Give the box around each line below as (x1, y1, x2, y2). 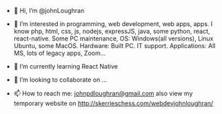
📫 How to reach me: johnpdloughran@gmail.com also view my (13, 89, 193, 98)
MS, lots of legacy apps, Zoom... (13, 49, 106, 57)
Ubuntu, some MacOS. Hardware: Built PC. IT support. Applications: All (13, 42, 216, 49)
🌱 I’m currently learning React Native (13, 62, 119, 70)
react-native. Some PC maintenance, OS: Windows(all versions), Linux (13, 34, 214, 43)
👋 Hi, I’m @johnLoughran (13, 7, 85, 14)
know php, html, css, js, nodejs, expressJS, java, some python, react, (13, 27, 210, 35)
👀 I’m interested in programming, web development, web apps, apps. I (13, 20, 213, 27)
